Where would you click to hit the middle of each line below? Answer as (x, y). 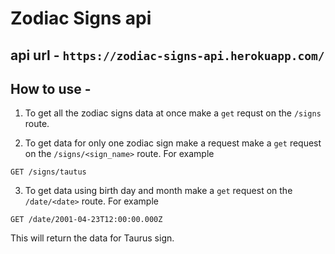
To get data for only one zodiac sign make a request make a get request (173, 143)
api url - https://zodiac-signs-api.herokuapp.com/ (167, 55)
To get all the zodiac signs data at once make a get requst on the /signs (173, 113)
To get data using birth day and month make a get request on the (158, 191)
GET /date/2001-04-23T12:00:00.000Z (86, 220)
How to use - (51, 88)
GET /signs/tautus (48, 172)
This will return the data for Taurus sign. (92, 238)
